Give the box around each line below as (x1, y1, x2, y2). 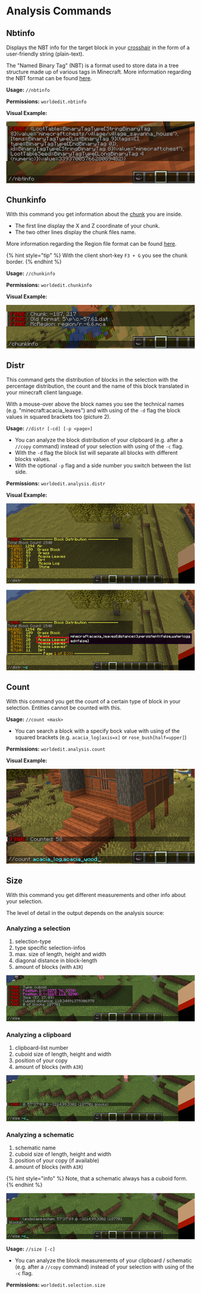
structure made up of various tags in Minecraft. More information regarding (6, 68, 191, 75)
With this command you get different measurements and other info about (6, 891, 186, 898)
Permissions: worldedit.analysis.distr (6, 480, 106, 487)
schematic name (14, 1144, 56, 1152)
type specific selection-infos (14, 944, 86, 951)
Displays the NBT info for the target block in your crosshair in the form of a (6, 44, 190, 51)
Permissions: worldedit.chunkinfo (6, 282, 92, 289)
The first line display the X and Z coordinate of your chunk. (14, 222, 160, 229)
